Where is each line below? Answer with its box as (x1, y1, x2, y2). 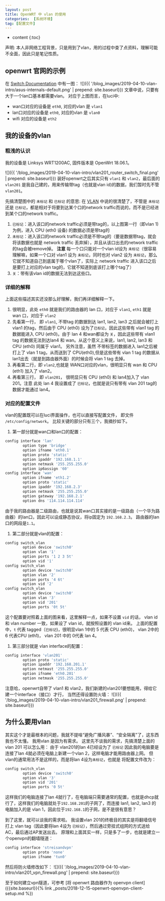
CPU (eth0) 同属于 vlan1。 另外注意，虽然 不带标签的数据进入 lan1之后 (12, 344, 154, 349)
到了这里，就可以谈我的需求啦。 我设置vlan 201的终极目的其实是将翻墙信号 (5, 817, 157, 823)
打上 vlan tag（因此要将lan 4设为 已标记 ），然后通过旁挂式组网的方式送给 (5, 823, 150, 829)
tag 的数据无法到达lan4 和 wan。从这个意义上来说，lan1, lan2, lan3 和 (12, 337, 153, 343)
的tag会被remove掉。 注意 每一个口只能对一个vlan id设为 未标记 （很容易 (12, 245, 157, 251)
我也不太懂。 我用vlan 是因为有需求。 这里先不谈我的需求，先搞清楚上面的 (5, 738, 155, 744)
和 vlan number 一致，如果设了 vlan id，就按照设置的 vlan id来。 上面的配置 (5, 620, 158, 626)
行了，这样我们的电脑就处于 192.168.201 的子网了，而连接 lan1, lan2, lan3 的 (5, 800, 156, 806)
